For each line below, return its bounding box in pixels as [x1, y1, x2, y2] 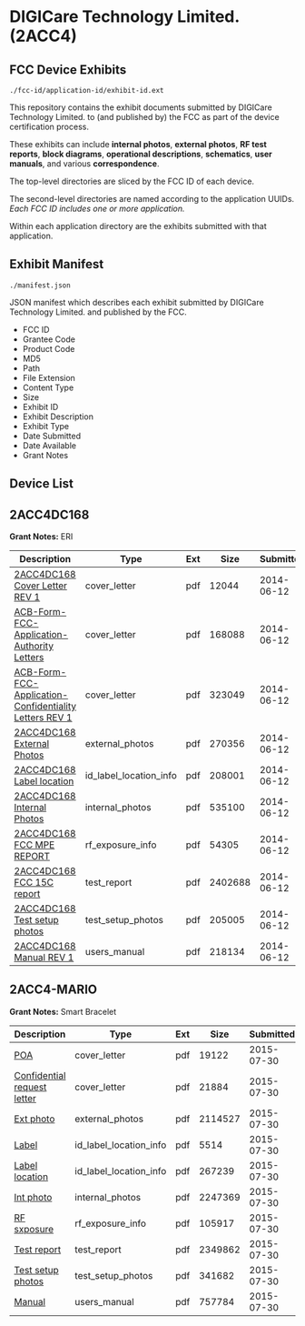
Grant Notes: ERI [9, 531, 74, 542]
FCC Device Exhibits [9, 62, 127, 77]
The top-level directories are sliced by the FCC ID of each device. [9, 176, 255, 186]
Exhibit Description [22, 411, 93, 422]
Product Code [22, 343, 75, 354]
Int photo [14, 1190, 53, 1203]
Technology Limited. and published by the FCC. [9, 306, 188, 317]
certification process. [9, 121, 89, 132]
